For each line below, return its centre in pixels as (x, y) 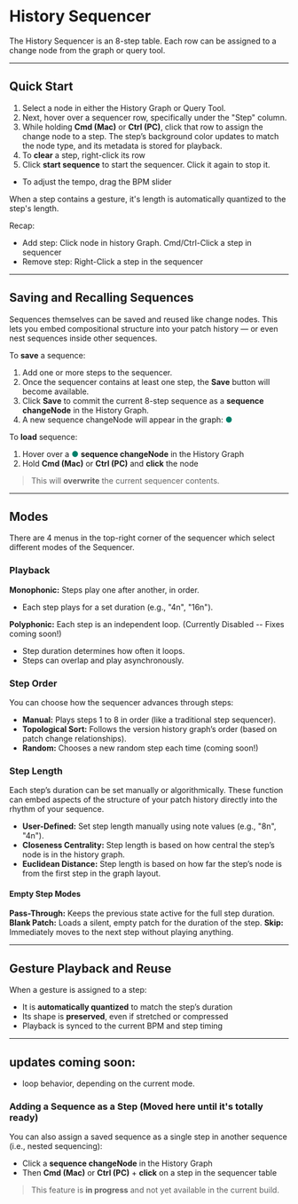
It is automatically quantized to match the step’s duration (127, 1007)
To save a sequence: (47, 355)
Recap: (22, 225)
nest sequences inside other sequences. (83, 338)
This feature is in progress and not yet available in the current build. (155, 1190)
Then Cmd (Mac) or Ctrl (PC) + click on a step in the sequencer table (149, 1173)
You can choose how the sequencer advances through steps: (122, 702)
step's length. (34, 208)
